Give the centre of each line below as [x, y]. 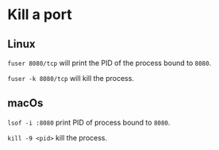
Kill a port [40, 15]
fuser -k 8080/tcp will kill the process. [71, 78]
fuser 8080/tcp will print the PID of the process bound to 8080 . [109, 63]
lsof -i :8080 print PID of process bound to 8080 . [89, 122]
